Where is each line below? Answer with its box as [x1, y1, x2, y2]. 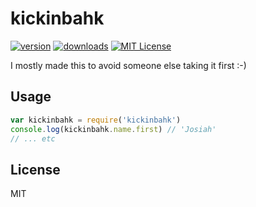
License [10, 161, 61, 178]
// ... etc [10, 133, 56, 144]
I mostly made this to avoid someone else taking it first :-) [10, 59, 247, 71]
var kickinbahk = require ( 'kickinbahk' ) [10, 115, 182, 125]
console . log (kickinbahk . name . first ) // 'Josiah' [10, 124, 217, 134]
